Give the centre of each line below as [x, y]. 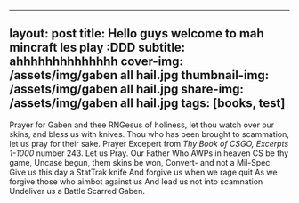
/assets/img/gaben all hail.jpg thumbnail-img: [139, 75]
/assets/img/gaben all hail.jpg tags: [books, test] [147, 103]
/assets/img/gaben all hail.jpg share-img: [127, 89]
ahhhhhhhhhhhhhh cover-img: [97, 62]
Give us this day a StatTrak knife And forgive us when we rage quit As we [143, 172]
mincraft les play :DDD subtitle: [97, 48]
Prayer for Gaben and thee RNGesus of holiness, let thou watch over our [142, 125]
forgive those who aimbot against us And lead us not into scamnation [136, 181]
